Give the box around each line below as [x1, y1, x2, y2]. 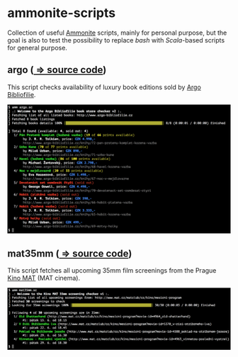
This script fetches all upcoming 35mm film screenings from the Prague [7, 266, 217, 274]
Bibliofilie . [7, 90, 36, 98]
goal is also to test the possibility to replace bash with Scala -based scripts [7, 35, 225, 44]
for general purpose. [7, 43, 67, 52]
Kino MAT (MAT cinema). [7, 273, 81, 282]
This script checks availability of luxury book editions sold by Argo [7, 83, 202, 91]
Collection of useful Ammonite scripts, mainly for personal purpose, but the [7, 28, 227, 37]
